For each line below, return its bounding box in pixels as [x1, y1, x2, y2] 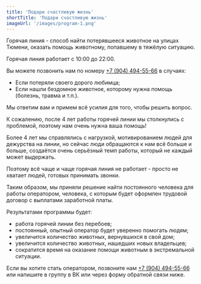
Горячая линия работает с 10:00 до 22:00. [6, 56, 116, 63]
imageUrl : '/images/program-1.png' [6, 20, 97, 26]
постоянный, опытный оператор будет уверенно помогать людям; [15, 227, 189, 234]
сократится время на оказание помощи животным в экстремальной [15, 246, 195, 253]
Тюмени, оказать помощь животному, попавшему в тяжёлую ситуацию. [6, 43, 196, 51]
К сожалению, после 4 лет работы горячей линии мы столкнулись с [6, 115, 185, 123]
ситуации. [15, 253, 41, 260]
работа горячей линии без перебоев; [15, 220, 112, 228]
